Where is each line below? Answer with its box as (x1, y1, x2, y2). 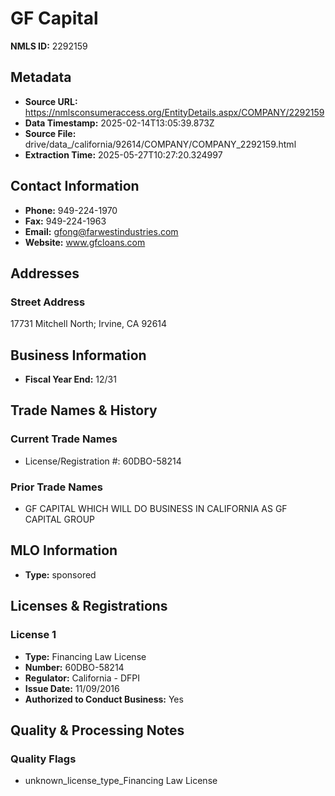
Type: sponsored (24, 568, 97, 581)
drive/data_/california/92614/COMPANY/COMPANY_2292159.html (24, 138, 297, 150)
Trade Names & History (10, 402, 158, 419)
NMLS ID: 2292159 (10, 40, 88, 52)
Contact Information (10, 178, 140, 195)
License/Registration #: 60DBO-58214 (24, 455, 182, 467)
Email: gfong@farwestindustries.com (24, 225, 179, 237)
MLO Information (10, 542, 118, 559)
